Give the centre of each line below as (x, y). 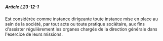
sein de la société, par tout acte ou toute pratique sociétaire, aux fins (75, 24)
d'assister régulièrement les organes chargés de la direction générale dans (81, 29)
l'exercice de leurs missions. (34, 34)
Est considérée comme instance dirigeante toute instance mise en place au (81, 19)
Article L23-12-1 (22, 7)
